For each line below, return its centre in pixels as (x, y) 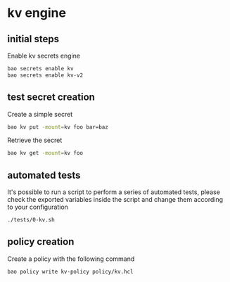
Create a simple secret (40, 114)
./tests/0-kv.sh (31, 220)
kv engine (37, 13)
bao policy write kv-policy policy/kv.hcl (70, 271)
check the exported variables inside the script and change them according (115, 200)
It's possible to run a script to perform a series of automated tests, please (114, 192)
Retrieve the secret (35, 140)
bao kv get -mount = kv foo (45, 153)
